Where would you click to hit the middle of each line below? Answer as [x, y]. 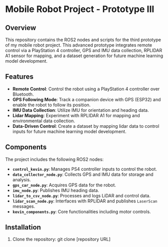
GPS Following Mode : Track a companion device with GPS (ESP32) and [87, 99]
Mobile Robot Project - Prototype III [80, 9]
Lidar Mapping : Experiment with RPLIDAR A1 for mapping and [76, 115]
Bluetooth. [23, 94]
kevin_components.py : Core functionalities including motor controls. [82, 211]
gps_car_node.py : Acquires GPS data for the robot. [64, 185]
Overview [21, 28]
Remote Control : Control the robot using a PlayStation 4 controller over [86, 89]
